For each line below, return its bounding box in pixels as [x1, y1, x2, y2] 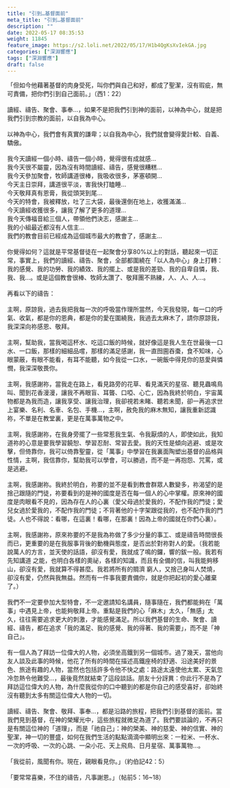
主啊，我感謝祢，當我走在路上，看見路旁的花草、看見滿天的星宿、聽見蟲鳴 [7, 379, 217, 388]
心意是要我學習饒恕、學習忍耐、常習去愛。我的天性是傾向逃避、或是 [25, 438, 217, 447]
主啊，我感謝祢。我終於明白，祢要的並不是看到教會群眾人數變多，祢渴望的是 [7, 480, 223, 488]
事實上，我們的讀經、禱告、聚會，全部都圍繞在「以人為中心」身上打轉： [18, 256, 223, 264]
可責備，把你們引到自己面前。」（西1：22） [7, 89, 125, 98]
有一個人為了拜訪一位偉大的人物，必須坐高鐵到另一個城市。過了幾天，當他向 [7, 648, 223, 656]
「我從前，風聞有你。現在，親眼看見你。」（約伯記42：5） [7, 757, 168, 765]
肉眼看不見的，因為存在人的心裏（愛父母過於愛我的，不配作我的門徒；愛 [18, 497, 223, 506]
